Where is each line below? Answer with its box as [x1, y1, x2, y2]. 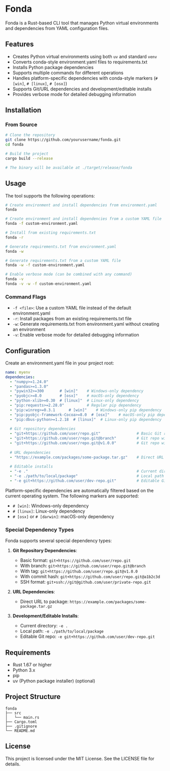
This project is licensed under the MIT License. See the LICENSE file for [5, 755, 155, 761]
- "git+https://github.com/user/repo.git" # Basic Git [10, 431, 162, 437]
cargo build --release [5, 156, 53, 161]
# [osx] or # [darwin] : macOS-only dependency [12, 513, 114, 519]
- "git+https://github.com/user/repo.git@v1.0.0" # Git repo [10, 441, 159, 446]
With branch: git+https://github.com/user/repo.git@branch [20, 563, 146, 569]
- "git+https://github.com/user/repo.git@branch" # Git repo [10, 436, 159, 441]
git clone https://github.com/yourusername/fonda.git [5, 138, 121, 143]
